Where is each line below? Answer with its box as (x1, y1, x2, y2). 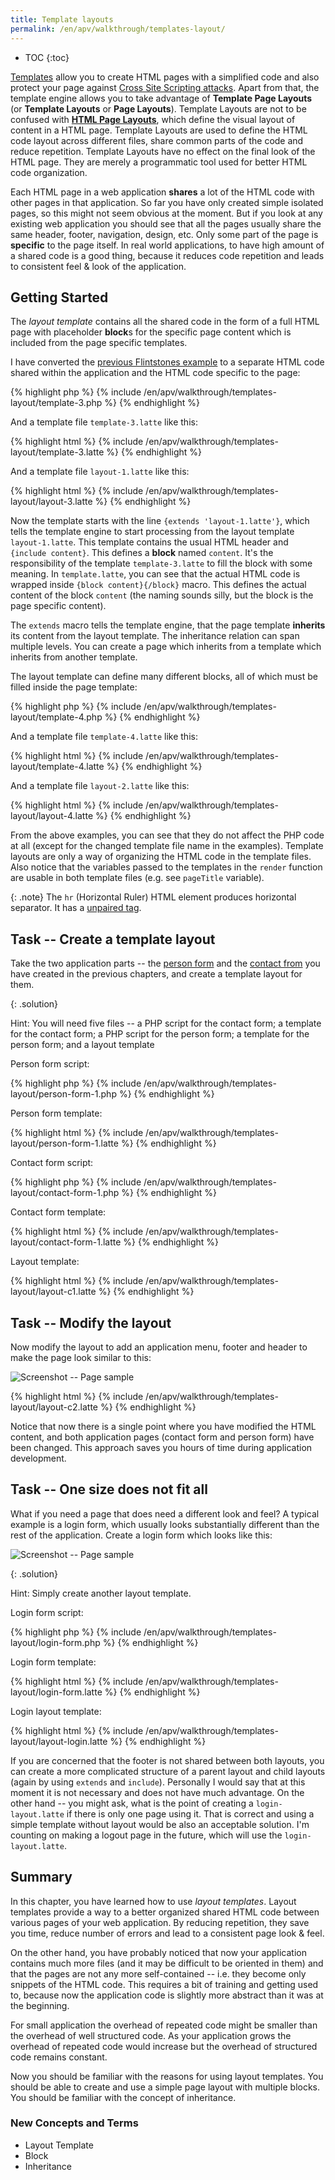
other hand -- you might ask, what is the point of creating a (10, 1797, 254, 1809)
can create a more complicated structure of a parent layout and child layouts (10, 1765, 326, 1777)
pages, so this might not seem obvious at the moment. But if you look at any (10, 207, 323, 219)
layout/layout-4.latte (10, 810, 94, 822)
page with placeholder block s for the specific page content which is (10, 326, 292, 338)
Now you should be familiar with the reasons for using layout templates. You (10, 2070, 324, 2082)
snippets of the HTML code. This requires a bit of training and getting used (10, 1978, 319, 1990)
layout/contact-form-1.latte (10, 1236, 122, 1248)
